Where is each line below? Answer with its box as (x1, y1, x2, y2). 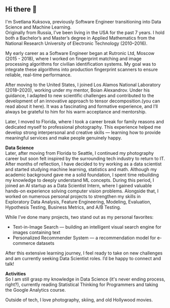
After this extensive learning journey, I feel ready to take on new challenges (5, 250, 163, 256)
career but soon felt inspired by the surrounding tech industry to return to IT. (5, 155, 165, 161)
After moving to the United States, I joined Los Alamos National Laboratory (5, 81, 161, 88)
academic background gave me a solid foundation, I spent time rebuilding (5, 172, 159, 178)
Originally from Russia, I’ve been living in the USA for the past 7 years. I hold (5, 29, 165, 36)
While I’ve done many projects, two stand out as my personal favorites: (5, 214, 154, 220)
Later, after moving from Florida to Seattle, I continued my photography (5, 150, 154, 156)
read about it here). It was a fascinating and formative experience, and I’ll (5, 103, 158, 109)
